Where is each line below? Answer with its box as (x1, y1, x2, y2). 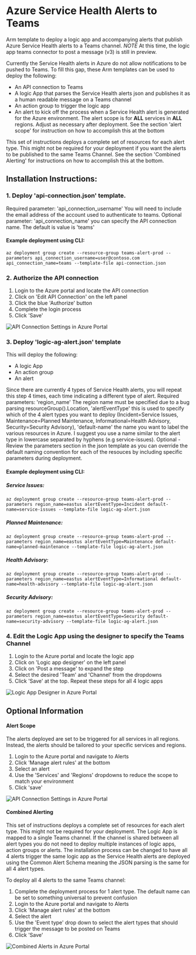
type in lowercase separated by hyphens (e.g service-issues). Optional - (6, 436, 181, 443)
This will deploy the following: (6, 351, 78, 358)
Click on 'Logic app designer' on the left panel (14, 659, 126, 666)
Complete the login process (14, 306, 82, 313)
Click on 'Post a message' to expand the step (14, 665, 124, 672)
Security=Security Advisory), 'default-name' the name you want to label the (6, 423, 188, 431)
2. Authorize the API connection (6, 273, 99, 282)
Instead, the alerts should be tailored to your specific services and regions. (6, 741, 187, 748)
